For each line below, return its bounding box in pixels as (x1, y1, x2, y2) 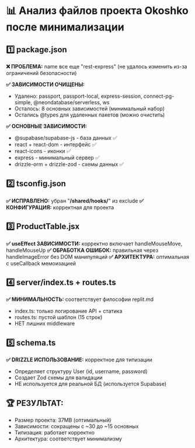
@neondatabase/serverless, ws (33, 99, 110, 105)
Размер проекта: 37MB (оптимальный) (14, 416, 112, 424)
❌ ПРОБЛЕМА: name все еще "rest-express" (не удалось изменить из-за (6, 63, 187, 70)
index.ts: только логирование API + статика (14, 307, 123, 314)
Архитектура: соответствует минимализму (14, 435, 123, 442)
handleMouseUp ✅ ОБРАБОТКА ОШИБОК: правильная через (6, 247, 159, 254)
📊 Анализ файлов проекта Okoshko (6, 4, 189, 18)
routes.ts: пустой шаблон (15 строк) (14, 314, 103, 321)
